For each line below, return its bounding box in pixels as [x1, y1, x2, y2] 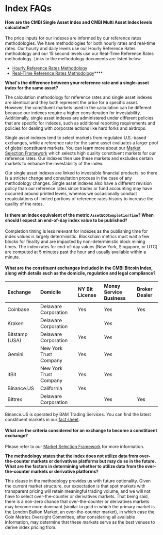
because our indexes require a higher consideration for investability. [5, 110, 141, 116]
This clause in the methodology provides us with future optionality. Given [5, 478, 151, 483]
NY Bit [78, 285, 93, 292]
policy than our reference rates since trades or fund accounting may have [5, 186, 152, 191]
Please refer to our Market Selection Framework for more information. [5, 444, 145, 449]
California [40, 385, 63, 392]
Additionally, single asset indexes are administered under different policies [5, 115, 154, 121]
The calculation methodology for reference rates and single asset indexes [5, 94, 152, 100]
